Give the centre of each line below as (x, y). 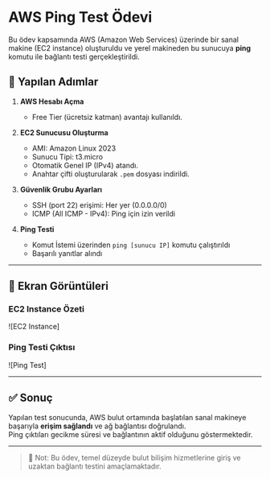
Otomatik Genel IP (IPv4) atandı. (85, 165)
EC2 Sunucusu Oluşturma (64, 132)
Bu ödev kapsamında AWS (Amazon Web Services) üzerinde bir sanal (124, 39)
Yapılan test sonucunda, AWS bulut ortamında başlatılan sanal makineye (127, 417)
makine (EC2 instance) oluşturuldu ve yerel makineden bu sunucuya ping (130, 47)
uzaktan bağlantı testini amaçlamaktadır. (95, 466)
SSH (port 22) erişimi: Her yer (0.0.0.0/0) (99, 204)
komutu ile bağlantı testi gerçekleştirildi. (74, 56)
